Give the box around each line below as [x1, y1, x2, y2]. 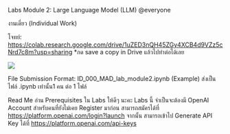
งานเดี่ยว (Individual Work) [8, 19, 78, 27]
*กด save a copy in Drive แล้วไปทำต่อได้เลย [73, 48, 185, 56]
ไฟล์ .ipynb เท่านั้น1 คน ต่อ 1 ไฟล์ [8, 82, 87, 90]
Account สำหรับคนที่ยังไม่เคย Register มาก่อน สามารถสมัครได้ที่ [8, 104, 160, 112]
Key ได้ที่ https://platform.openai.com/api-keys [8, 120, 137, 127]
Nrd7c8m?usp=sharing [8, 48, 73, 56]
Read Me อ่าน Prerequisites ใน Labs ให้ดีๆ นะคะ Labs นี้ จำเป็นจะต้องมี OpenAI [8, 96, 209, 104]
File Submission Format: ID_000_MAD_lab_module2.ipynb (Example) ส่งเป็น [8, 75, 216, 82]
